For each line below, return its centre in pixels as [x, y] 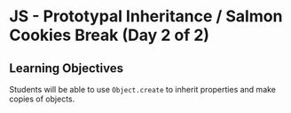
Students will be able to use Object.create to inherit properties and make [143, 89]
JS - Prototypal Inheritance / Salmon [146, 16]
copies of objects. [42, 99]
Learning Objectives [67, 68]
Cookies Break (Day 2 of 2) [110, 35]
